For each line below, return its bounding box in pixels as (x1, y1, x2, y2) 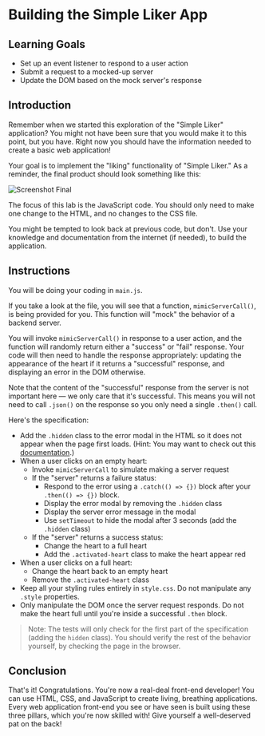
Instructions (8, 264, 70, 278)
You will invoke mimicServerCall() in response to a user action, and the (8, 333, 242, 342)
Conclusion (8, 664, 67, 678)
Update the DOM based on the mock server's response (19, 76, 202, 85)
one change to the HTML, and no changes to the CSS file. (8, 208, 198, 218)
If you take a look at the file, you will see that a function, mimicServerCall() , (8, 301, 257, 311)
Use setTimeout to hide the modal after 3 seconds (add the (43, 515, 237, 524)
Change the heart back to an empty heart (31, 566, 168, 576)
